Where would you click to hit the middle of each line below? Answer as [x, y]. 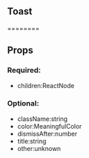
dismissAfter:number [47, 134]
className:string [42, 119]
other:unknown [39, 148]
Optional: [23, 103]
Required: [24, 71]
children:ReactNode [46, 85]
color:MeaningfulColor [49, 126]
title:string [32, 141]
